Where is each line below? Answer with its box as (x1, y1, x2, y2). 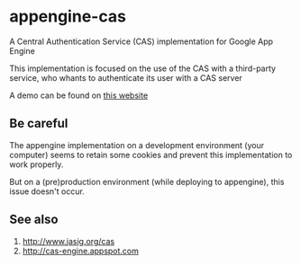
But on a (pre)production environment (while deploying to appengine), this (9, 176, 285, 187)
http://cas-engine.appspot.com (22, 245, 140, 256)
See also (9, 212, 59, 227)
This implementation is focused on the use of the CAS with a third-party (9, 63, 277, 74)
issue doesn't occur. (9, 186, 86, 197)
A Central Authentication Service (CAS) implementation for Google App (9, 36, 273, 47)
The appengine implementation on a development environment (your (9, 139, 265, 150)
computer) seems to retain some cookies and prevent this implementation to (9, 149, 293, 160)
